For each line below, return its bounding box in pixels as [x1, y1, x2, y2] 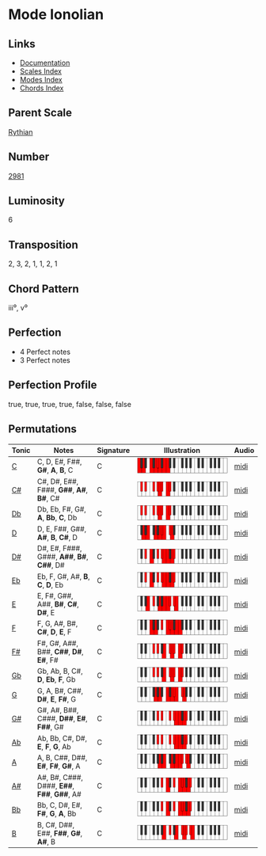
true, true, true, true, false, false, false [8, 399, 132, 409]
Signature [97, 446, 131, 455]
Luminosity [8, 194, 66, 207]
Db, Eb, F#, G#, [36, 504, 87, 514]
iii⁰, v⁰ [8, 303, 28, 313]
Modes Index [19, 75, 63, 84]
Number [8, 150, 50, 164]
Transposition [8, 238, 79, 251]
